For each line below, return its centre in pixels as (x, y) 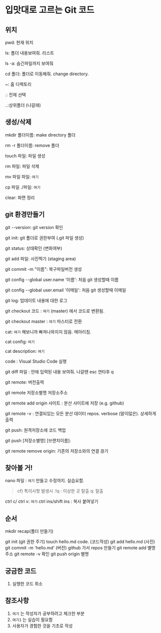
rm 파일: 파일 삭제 (22, 166)
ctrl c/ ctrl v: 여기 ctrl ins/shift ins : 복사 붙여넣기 (52, 501)
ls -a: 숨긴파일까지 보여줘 (29, 63)
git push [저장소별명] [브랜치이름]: (38, 440)
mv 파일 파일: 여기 (22, 176)
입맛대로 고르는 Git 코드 (50, 10)
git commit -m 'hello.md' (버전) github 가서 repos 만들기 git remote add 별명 (80, 548)
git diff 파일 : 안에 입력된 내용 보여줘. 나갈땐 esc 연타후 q (59, 372)
